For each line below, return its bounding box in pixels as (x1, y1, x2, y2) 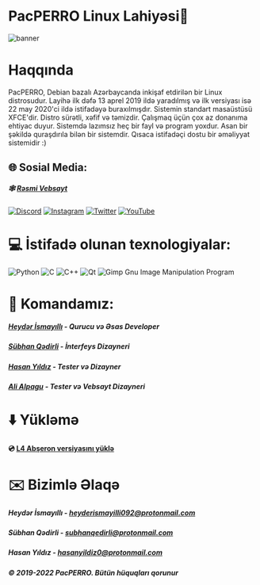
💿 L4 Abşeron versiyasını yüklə (8, 443, 115, 453)
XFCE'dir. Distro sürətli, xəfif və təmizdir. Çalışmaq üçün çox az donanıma (8, 113, 248, 122)
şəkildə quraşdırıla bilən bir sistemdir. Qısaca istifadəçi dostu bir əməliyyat (8, 129, 250, 139)
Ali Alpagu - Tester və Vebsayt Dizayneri (8, 382, 145, 392)
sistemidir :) (8, 138, 47, 147)
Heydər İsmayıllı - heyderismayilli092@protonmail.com (8, 507, 196, 518)
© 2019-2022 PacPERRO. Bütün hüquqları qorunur (8, 568, 178, 577)
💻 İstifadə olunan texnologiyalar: (8, 235, 231, 254)
